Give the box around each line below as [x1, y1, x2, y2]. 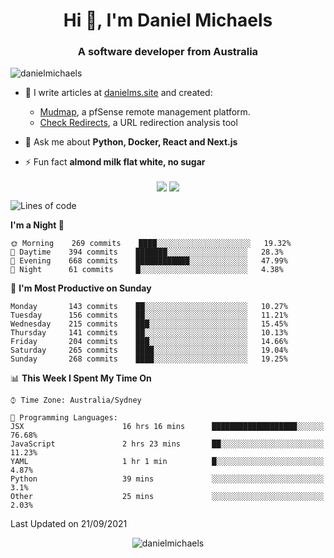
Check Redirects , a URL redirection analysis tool [39, 117, 238, 129]
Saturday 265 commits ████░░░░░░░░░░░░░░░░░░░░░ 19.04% [10, 345, 288, 355]
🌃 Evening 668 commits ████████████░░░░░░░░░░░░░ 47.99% [10, 255, 288, 266]
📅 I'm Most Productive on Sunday [10, 282, 152, 294]
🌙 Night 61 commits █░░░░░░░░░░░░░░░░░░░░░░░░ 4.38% [10, 264, 284, 274]
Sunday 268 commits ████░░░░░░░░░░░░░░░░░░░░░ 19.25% [10, 354, 288, 364]
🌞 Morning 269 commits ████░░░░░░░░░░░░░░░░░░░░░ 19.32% [10, 238, 292, 248]
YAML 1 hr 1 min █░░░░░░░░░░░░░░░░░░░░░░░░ [10, 456, 325, 466]
